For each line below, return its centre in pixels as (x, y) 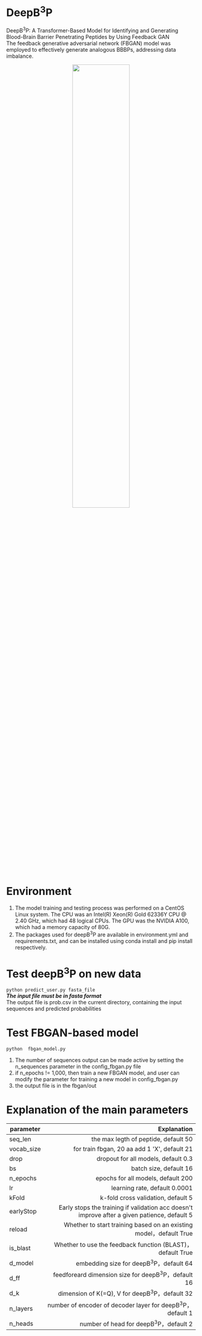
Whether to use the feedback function (108, 1245)
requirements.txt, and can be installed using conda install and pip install (104, 941)
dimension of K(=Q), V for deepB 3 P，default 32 (125, 1293)
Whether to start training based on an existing (128, 1225)
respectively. (31, 947)
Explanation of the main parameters (97, 1110)
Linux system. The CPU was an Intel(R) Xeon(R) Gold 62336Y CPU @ (101, 914)
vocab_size (25, 1148)
